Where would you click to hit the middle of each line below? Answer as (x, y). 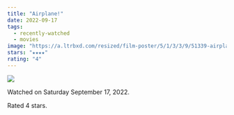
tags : (15, 26)
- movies (26, 40)
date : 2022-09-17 (32, 20)
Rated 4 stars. (27, 105)
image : (17, 46)
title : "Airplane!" (36, 14)
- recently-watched (42, 33)
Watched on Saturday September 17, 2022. (69, 92)
